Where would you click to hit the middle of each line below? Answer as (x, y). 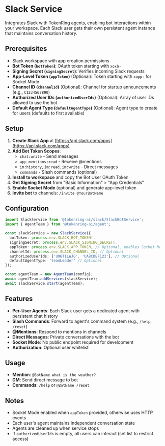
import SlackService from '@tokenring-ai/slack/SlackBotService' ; (74, 220)
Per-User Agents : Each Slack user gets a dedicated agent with (76, 311)
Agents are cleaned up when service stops (55, 428)
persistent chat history (35, 316)
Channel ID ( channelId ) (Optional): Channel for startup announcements (84, 87)
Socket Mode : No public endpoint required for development (73, 342)
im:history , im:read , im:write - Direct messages (69, 167)
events (19, 418)
